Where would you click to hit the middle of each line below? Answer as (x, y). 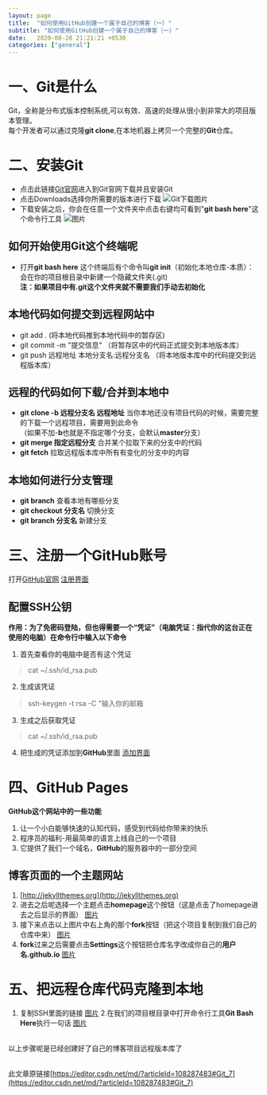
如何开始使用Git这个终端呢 (73, 246)
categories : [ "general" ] (49, 45)
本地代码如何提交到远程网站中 (81, 315)
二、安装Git (46, 166)
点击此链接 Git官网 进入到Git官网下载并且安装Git (96, 189)
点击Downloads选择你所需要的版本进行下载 (90, 199)
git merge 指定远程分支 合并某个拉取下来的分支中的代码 (111, 443)
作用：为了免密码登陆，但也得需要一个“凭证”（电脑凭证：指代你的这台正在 (130, 627)
